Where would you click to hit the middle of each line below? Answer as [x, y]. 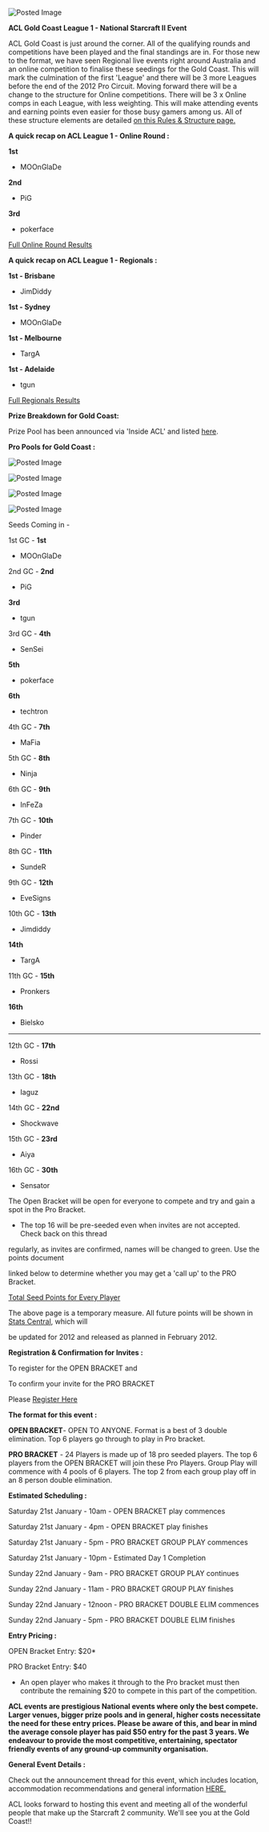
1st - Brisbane [32, 276]
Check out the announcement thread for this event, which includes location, [133, 1780]
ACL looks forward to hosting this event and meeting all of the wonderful [128, 1804]
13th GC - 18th [32, 1077]
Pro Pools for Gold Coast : [52, 447]
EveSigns [35, 898]
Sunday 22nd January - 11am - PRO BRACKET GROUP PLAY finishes [121, 1589]
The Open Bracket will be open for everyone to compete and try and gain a [132, 1201]
